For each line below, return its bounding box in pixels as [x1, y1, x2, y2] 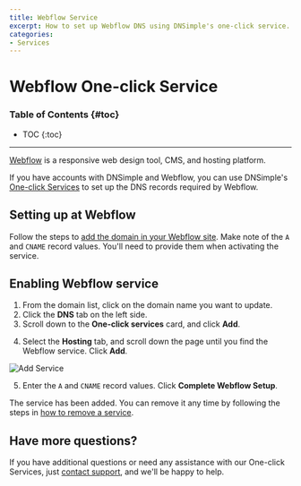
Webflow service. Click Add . [21, 345, 128, 356]
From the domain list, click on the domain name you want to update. [21, 300, 273, 311]
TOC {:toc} [21, 129, 63, 140]
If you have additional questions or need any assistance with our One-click [9, 457, 285, 468]
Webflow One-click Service [9, 77, 219, 97]
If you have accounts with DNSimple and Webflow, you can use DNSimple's [9, 172, 288, 183]
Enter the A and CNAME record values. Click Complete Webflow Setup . [21, 380, 278, 391]
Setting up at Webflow [9, 208, 136, 223]
